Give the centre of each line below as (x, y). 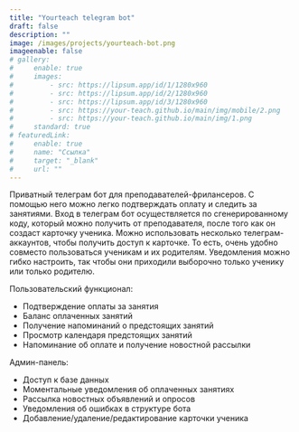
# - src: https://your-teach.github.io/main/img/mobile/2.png (145, 110)
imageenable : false (46, 52)
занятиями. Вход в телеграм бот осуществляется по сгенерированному (149, 214)
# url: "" (36, 169)
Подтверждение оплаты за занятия (91, 306)
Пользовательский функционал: (71, 289)
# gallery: (30, 60)
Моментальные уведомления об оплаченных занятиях (128, 390)
